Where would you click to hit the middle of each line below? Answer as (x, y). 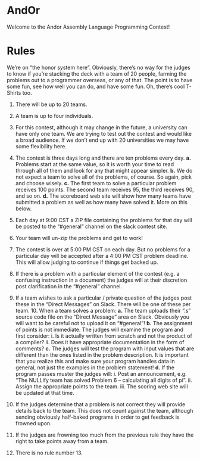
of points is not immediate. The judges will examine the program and (99, 329)
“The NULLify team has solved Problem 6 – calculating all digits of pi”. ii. (104, 380)
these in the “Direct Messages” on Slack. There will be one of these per (103, 304)
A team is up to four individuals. (54, 116)
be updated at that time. (45, 393)
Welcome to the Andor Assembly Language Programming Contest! (88, 27)
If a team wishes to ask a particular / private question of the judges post (104, 298)
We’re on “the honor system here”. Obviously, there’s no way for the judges (99, 67)
